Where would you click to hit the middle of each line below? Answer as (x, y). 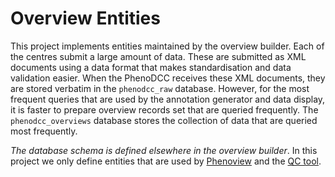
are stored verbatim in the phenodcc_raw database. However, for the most (160, 88)
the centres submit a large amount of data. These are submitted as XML (158, 56)
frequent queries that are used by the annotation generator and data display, (168, 99)
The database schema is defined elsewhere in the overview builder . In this (164, 150)
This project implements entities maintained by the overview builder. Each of (167, 46)
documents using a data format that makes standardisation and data (151, 67)
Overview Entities (85, 18)
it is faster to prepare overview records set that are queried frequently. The (164, 109)
